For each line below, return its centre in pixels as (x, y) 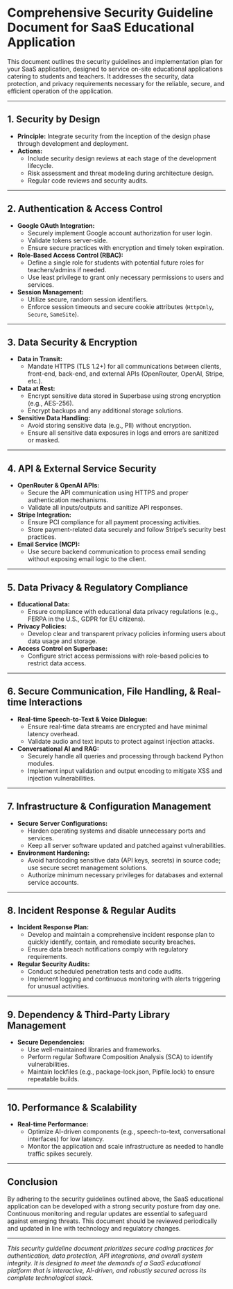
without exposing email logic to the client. (87, 559)
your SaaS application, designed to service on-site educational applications (115, 69)
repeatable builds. (53, 1079)
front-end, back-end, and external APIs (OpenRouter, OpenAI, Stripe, (126, 374)
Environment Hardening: (53, 853)
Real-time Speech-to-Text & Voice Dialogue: (82, 719)
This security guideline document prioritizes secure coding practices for (110, 1248)
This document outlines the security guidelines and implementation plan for (115, 61)
